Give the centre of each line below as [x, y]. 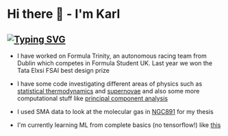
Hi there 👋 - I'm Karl [64, 14]
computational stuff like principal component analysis [92, 98]
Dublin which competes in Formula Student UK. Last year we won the [115, 63]
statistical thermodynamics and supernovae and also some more [108, 91]
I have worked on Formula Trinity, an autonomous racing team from [112, 56]
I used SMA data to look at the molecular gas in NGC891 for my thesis [115, 112]
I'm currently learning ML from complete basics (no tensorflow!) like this [119, 125]
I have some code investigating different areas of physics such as [110, 84]
